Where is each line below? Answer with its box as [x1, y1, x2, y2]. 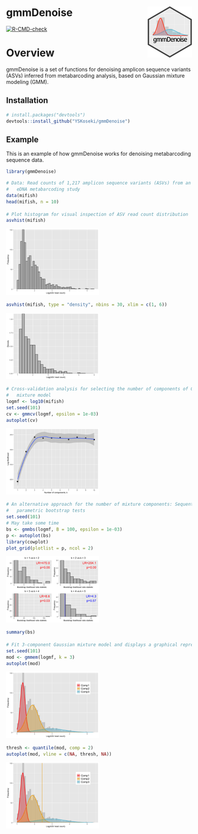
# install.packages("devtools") [6, 112, 85, 118]
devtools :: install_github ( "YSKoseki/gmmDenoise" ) [6, 118, 131, 124]
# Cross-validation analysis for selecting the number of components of [6, 386, 189, 392]
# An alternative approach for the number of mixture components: [6, 502, 173, 507]
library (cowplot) [6, 539, 49, 545]
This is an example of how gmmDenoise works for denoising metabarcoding [6, 150, 192, 157]
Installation [6, 95, 48, 106]
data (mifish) [6, 192, 38, 198]
